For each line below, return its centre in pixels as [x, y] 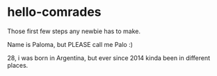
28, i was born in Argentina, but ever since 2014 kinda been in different [109, 58]
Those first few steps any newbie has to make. [74, 31]
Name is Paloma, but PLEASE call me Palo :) [70, 44]
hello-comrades [55, 12]
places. [18, 65]
